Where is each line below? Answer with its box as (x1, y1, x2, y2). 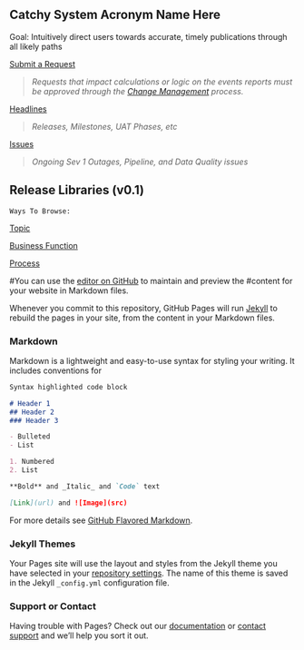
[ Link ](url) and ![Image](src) (9, 498, 128, 507)
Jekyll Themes (9, 537, 76, 550)
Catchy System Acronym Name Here (9, 7, 221, 23)
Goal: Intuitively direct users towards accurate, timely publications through (9, 31, 288, 42)
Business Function (9, 240, 79, 251)
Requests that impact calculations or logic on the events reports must (31, 76, 293, 87)
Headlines (9, 103, 47, 114)
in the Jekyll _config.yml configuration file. (9, 576, 170, 588)
